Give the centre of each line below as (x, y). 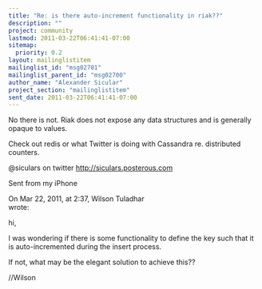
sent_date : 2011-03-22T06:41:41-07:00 (73, 97)
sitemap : (23, 46)
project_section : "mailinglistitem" (69, 90)
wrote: (19, 208)
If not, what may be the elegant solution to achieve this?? (102, 262)
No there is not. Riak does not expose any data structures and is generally (130, 120)
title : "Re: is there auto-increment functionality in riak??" (116, 16)
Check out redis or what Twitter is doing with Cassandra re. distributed (125, 144)
